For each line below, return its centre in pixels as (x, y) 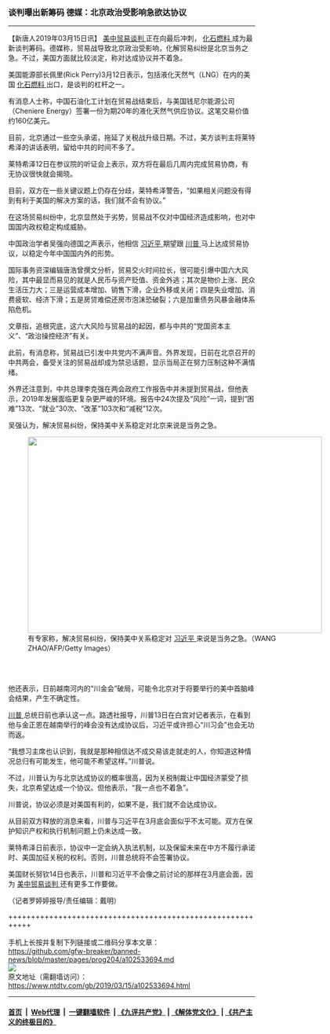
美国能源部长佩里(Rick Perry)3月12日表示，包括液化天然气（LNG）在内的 (126, 75)
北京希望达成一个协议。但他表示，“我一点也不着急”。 (107, 788)
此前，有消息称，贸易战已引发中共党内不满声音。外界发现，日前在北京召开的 (132, 353)
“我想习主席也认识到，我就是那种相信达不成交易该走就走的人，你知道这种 (127, 751)
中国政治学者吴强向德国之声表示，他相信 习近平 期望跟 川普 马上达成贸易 (125, 244)
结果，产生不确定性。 (49, 698)
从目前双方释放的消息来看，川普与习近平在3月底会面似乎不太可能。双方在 (127, 821)
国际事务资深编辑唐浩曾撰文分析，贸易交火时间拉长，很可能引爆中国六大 (125, 270)
